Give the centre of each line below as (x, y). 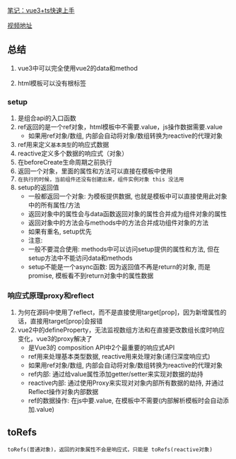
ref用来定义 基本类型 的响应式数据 (63, 145)
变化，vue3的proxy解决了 (55, 339)
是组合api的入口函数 (47, 118)
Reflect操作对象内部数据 (63, 392)
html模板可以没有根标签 (52, 83)
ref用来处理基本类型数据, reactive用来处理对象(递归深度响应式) (119, 357)
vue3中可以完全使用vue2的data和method (77, 68)
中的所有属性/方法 (54, 205)
